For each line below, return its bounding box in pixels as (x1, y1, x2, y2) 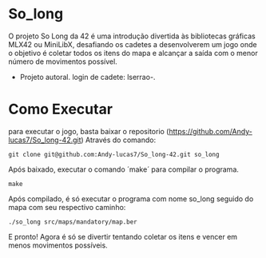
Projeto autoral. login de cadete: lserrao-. (19, 72, 156, 81)
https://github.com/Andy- (169, 126, 253, 136)
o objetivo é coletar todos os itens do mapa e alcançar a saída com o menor (8, 48, 258, 58)
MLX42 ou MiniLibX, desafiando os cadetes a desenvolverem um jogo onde (8, 39, 257, 49)
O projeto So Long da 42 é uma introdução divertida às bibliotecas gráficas (8, 31, 256, 41)
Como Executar (8, 101, 113, 118)
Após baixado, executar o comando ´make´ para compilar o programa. (8, 165, 240, 174)
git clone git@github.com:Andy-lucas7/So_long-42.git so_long (8, 150, 220, 158)
